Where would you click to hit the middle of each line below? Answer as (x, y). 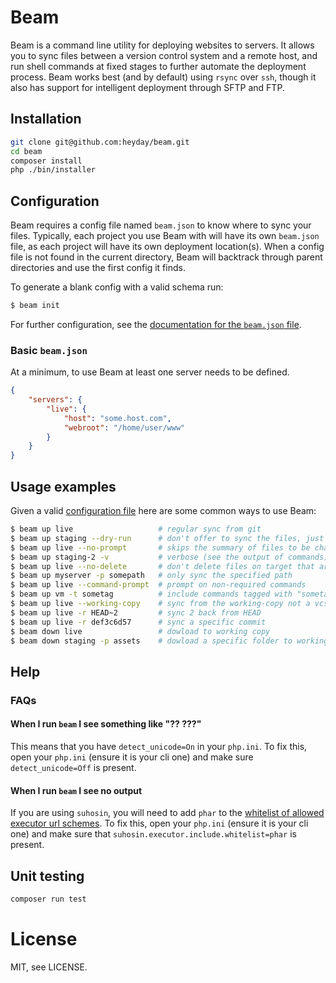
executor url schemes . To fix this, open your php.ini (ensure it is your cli (159, 823)
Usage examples (63, 486)
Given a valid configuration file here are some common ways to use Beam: (163, 511)
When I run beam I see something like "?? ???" (106, 724)
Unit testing (47, 876)
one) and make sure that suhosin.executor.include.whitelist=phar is (153, 834)
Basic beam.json (49, 350)
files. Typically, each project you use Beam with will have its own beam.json (165, 236)
